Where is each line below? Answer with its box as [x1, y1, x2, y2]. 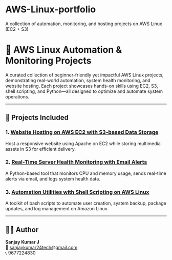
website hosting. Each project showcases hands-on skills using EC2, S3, [5, 83, 158, 89]
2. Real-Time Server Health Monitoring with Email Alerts [5, 158, 147, 166]
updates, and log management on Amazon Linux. [5, 206, 109, 212]
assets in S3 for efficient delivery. [5, 146, 76, 152]
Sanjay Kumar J [5, 238, 39, 245]
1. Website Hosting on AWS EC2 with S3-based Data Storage [5, 129, 159, 136]
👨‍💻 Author [5, 225, 39, 234]
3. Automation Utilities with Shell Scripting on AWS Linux [5, 188, 149, 195]
